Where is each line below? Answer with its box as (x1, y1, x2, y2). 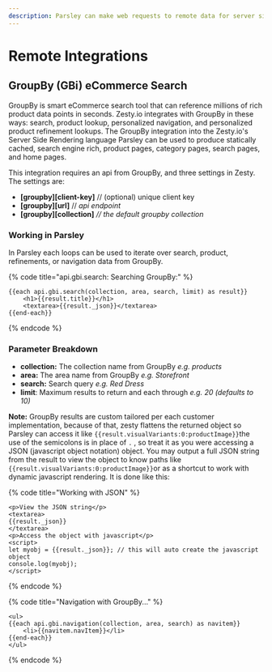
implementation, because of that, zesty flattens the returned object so (8, 420, 242, 430)
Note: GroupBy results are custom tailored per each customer (8, 412, 215, 422)
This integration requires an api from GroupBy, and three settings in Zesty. (8, 168, 256, 177)
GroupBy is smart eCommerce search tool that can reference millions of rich (8, 100, 263, 110)
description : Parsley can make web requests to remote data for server (8, 11, 255, 20)
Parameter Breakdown (8, 343, 99, 355)
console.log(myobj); (8, 560, 79, 568)
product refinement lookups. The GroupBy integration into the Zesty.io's (8, 126, 249, 136)
